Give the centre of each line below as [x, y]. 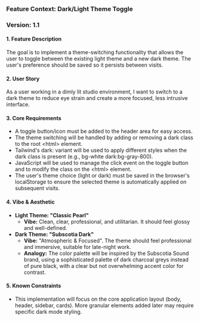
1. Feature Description [34, 39]
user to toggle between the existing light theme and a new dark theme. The [99, 59]
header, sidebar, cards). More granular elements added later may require [104, 305]
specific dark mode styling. [48, 311]
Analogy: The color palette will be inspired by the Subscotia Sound [106, 253]
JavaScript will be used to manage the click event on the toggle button [101, 163]
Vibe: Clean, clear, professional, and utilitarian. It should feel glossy [107, 222]
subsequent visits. [37, 188]
